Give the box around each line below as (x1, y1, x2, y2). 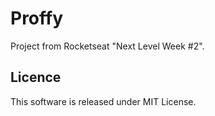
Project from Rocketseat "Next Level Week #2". (10, 40, 205, 52)
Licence (10, 69, 62, 86)
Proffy (10, 7, 64, 30)
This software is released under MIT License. (10, 95, 197, 107)
